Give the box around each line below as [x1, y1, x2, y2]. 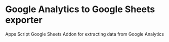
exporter [5, 14, 43, 26]
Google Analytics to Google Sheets [5, 4, 155, 15]
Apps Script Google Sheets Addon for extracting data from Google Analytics [5, 31, 164, 37]
